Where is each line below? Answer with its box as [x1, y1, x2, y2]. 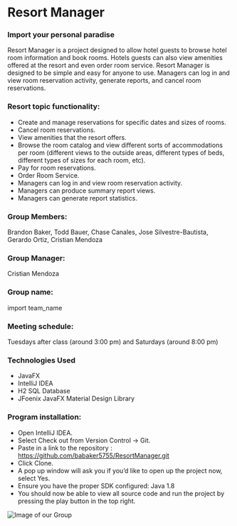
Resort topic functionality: [7, 101, 100, 111]
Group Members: [7, 211, 68, 221]
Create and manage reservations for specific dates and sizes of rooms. [17, 118, 226, 126]
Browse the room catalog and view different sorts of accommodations [17, 141, 223, 149]
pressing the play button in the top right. [17, 497, 136, 505]
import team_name [7, 303, 63, 312]
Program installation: [7, 412, 82, 422]
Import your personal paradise [7, 30, 115, 40]
